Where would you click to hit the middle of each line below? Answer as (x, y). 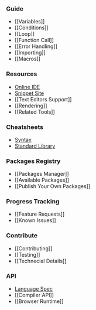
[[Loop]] (25, 34)
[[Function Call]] (34, 40)
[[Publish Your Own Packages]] (52, 186)
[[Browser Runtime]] (39, 301)
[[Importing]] (30, 53)
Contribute (22, 236)
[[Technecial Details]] (40, 261)
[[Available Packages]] (42, 180)
